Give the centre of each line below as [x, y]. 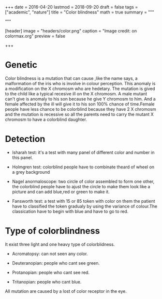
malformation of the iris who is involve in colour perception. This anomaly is [80, 83]
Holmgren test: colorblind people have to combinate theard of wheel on [83, 167]
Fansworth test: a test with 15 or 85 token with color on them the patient [84, 201]
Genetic [21, 65]
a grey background [31, 172]
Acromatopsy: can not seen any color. [50, 254]
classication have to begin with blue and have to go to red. [70, 211]
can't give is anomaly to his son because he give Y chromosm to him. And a [80, 99]
